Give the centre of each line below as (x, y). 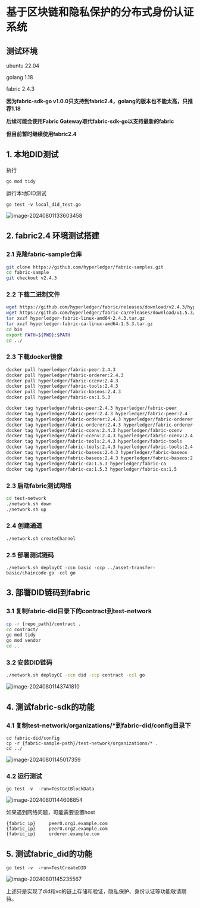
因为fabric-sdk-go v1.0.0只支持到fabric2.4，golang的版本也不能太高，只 (97, 101)
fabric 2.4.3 (20, 89)
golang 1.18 (20, 77)
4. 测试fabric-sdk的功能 (50, 707)
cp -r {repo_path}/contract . (44, 624)
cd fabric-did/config (33, 738)
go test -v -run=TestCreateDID (46, 868)
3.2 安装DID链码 (29, 662)
